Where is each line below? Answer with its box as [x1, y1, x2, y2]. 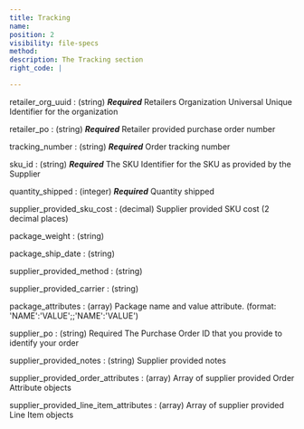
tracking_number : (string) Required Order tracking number [9, 141, 231, 152]
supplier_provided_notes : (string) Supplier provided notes [9, 355, 226, 366]
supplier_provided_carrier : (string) [9, 282, 139, 294]
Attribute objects [9, 382, 72, 393]
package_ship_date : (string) [9, 248, 116, 259]
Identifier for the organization [9, 106, 119, 117]
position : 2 [9, 30, 54, 39]
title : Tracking [9, 13, 71, 23]
